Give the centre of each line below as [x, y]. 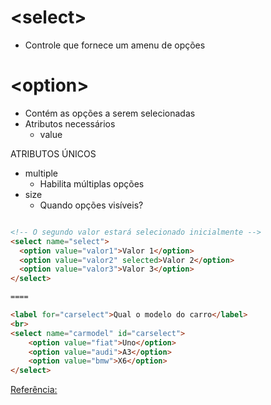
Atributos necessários [70, 123]
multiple [41, 173]
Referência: [34, 390]
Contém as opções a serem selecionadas [110, 113]
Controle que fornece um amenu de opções [115, 45]
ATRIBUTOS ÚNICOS [53, 153]
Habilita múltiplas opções [92, 183]
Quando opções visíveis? [91, 205]
